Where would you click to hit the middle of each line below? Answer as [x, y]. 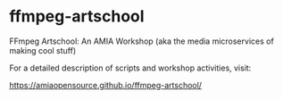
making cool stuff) [43, 50]
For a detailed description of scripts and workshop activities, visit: [130, 68]
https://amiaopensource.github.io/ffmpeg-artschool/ [106, 85]
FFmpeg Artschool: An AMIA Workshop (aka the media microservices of [141, 41]
